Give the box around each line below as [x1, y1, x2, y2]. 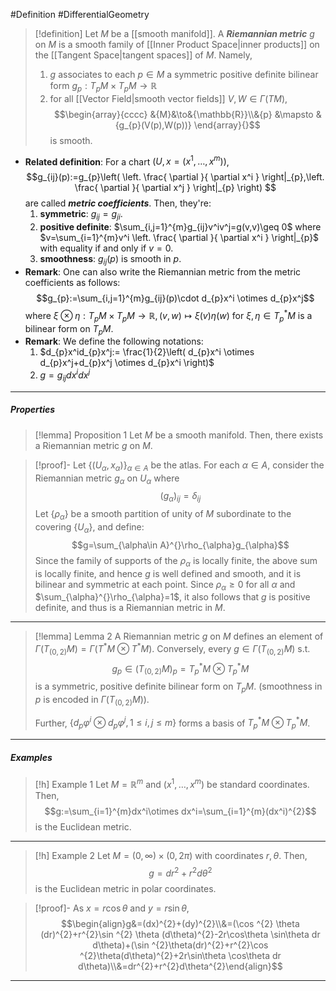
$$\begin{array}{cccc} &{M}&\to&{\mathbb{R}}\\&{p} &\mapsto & [53, 108, 322, 120]
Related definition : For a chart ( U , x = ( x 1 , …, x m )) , [24, 154, 230, 168]
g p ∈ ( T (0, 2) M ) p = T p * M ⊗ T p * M [111, 660, 250, 677]
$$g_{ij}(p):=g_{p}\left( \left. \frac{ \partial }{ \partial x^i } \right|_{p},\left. [26, 171, 325, 183]
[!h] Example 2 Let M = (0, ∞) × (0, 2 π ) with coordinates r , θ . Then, [34, 849, 308, 861]
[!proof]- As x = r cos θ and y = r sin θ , [34, 902, 190, 914]
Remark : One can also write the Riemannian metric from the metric [24, 266, 302, 278]
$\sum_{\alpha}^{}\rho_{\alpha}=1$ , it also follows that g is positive [34, 591, 311, 603]
